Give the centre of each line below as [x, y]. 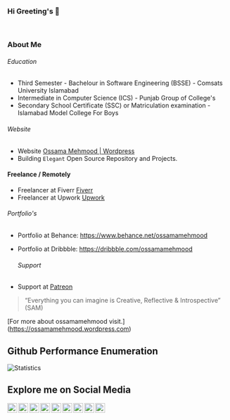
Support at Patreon [45, 287]
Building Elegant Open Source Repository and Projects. [97, 158]
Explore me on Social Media [69, 390]
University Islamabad [48, 91]
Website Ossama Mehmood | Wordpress [76, 151]
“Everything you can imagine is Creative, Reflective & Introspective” [122, 301]
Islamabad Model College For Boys [68, 113]
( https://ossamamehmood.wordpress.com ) [69, 329]
